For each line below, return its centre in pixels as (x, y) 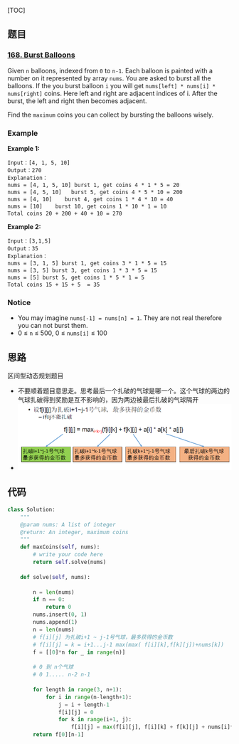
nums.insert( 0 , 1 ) (60, 615)
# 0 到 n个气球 (53, 667)
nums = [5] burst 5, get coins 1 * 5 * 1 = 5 (76, 277)
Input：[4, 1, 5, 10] (39, 163)
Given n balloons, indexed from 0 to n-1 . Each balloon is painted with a (110, 70)
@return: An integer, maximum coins (75, 532)
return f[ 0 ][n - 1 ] (58, 735)
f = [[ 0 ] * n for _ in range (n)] (79, 652)
